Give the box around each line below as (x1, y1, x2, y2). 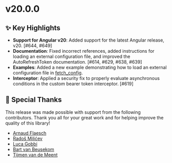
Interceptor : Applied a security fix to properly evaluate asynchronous (12, 75, 160, 81)
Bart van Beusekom (12, 146, 54, 152)
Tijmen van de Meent (12, 152, 58, 158)
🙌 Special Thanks (5, 95, 62, 104)
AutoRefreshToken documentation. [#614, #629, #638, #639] (12, 59, 142, 65)
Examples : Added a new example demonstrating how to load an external (12, 65, 167, 70)
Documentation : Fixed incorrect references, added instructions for (12, 48, 155, 54)
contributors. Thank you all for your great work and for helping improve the (5, 114, 164, 120)
